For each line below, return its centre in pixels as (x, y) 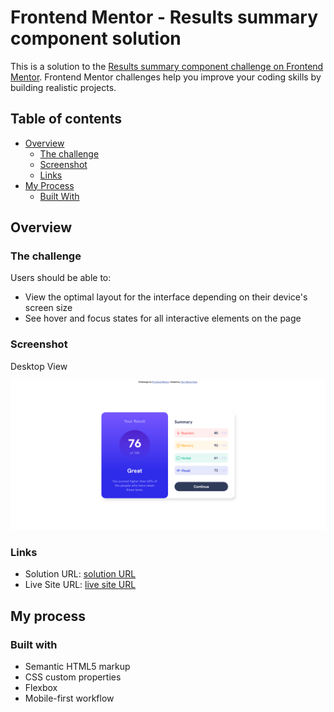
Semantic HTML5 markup (77, 666)
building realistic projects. (63, 87)
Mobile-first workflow (69, 698)
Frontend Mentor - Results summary (164, 17)
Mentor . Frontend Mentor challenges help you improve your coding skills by (166, 77)
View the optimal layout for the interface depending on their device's (166, 297)
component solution (96, 38)
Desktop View (39, 366)
